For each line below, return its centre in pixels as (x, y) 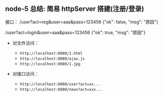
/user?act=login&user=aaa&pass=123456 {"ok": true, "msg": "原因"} (75, 32)
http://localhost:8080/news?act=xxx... (61, 89)
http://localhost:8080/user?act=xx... (60, 84)
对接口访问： (25, 74)
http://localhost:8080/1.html (51, 53)
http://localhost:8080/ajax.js (52, 59)
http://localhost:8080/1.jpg (50, 64)
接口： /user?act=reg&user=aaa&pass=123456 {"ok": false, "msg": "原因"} (82, 22)
